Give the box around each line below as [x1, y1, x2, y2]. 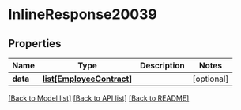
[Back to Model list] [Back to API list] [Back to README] [8, 93, 190, 103]
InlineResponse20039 [8, 5, 158, 24]
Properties [8, 37, 62, 50]
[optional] [192, 73, 229, 84]
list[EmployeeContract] [42, 73, 133, 84]
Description [139, 60, 186, 71]
